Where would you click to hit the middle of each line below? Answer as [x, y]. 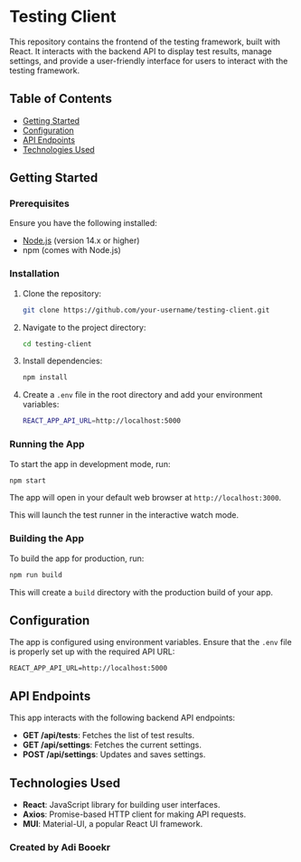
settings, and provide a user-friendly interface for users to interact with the [149, 61]
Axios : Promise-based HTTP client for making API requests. [134, 814]
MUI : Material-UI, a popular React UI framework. [113, 824]
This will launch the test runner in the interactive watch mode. [124, 515]
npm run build [36, 575]
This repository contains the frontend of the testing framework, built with [145, 42]
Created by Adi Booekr [60, 847]
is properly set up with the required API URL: [92, 651]
